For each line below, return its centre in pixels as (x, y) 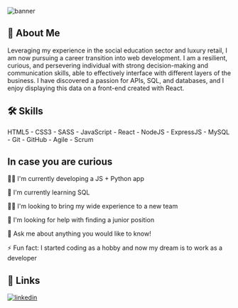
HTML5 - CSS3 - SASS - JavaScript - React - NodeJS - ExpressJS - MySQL (119, 132)
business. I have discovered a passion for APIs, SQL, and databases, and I (116, 80)
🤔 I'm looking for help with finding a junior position (81, 220)
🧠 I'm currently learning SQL (49, 192)
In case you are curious (60, 162)
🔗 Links (24, 280)
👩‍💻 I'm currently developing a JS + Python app (76, 179)
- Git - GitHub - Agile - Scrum (50, 139)
